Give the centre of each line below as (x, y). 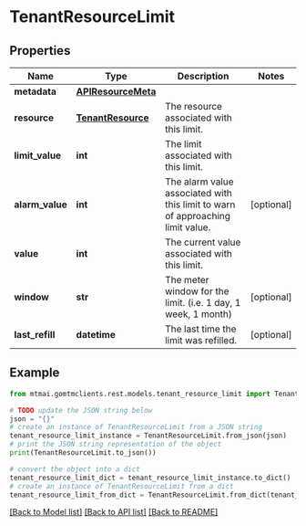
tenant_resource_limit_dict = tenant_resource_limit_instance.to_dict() (150, 478)
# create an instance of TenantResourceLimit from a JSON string (136, 427)
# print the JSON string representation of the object (116, 445)
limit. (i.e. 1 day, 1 (203, 303)
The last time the (201, 329)
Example (35, 373)
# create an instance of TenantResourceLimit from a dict (122, 486)
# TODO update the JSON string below (81, 410)
